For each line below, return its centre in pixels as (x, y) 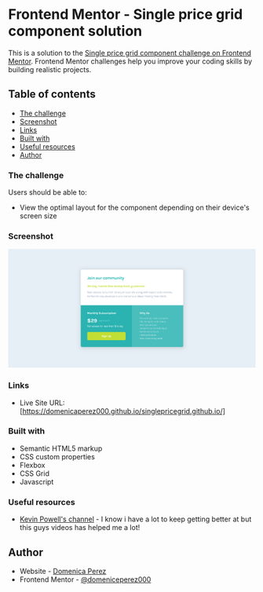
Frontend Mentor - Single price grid (126, 15)
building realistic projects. (50, 69)
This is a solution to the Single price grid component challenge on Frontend (130, 53)
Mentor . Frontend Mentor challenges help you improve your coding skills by (130, 61)
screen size (38, 216)
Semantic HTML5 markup (61, 448)
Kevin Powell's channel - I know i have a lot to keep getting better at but (135, 519)
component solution (75, 31)
